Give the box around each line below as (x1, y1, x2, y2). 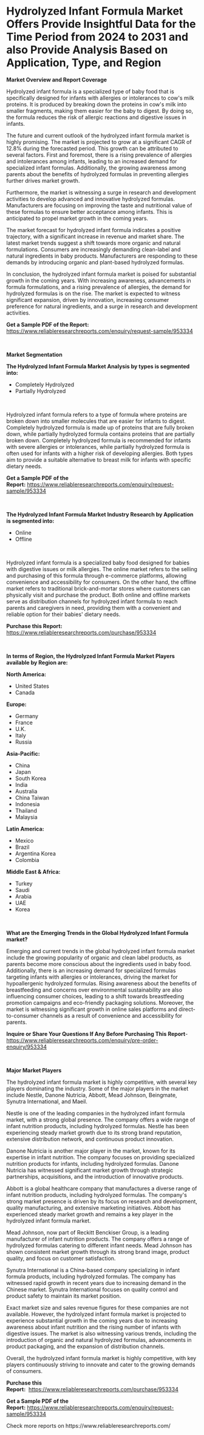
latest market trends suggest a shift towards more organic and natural (6, 239, 181, 247)
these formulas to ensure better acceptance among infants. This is (6, 208, 173, 215)
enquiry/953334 (6, 1043, 47, 1050)
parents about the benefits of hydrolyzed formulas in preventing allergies (6, 170, 189, 177)
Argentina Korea (15, 849, 56, 857)
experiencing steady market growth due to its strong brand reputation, (6, 1129, 182, 1136)
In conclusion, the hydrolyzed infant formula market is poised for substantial (6, 270, 197, 278)
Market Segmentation (6, 351, 63, 358)
